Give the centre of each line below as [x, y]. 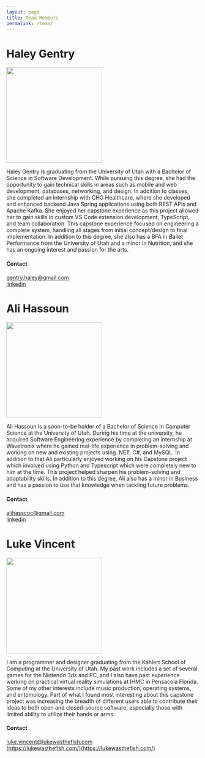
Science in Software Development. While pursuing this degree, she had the [101, 178]
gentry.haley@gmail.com [38, 277]
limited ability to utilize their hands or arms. [61, 714]
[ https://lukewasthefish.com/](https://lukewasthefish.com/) [81, 748]
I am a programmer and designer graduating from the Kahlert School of [96, 662]
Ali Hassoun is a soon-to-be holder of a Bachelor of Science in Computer [99, 427]
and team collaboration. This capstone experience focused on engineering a [102, 223]
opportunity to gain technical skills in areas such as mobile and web [92, 185]
